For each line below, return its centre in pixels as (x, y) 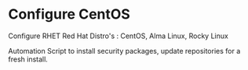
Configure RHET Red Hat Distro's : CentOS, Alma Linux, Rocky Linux (119, 36)
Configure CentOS (69, 14)
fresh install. (28, 59)
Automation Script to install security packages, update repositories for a (124, 51)
